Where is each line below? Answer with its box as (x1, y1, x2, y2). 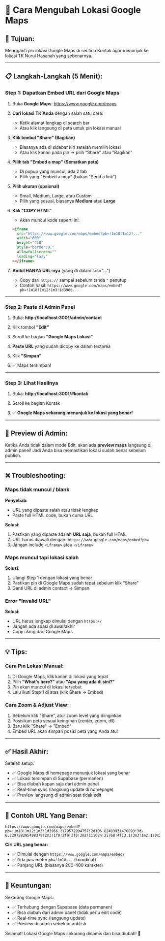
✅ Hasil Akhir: (5, 747, 49, 755)
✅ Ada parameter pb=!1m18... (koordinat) (12, 856, 97, 862)
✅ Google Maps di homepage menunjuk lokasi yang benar (12, 770, 130, 776)
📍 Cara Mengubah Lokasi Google (5, 4, 141, 16)
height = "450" (17, 240, 44, 245)
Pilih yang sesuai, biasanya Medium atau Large (19, 198, 116, 204)
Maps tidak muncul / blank (5, 486, 70, 493)
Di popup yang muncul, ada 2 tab (19, 168, 87, 174)
